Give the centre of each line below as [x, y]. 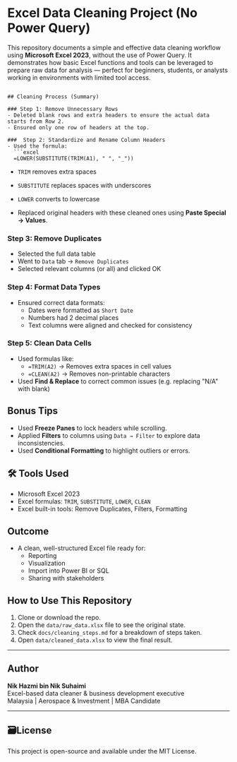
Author [23, 669]
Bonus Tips [33, 411]
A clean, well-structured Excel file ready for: [81, 548]
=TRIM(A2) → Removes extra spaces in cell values [99, 366]
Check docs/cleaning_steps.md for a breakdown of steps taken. [110, 633]
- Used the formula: [38, 146]
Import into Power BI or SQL [68, 571]
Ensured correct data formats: [61, 302]
